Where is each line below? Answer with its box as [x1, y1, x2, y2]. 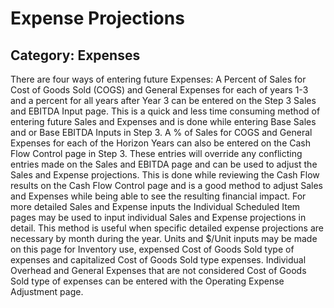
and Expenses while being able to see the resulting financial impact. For [10, 190, 307, 202]
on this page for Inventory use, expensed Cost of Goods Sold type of [10, 243, 295, 255]
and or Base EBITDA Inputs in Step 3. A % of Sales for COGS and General [10, 127, 313, 138]
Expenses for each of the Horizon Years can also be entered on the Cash [10, 137, 311, 149]
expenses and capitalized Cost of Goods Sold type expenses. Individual [10, 254, 307, 266]
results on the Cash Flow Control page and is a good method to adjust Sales [10, 180, 323, 191]
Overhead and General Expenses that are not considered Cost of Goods [10, 265, 307, 276]
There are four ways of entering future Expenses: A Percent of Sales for [10, 73, 307, 85]
